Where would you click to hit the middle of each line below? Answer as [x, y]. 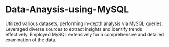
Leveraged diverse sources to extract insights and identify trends [74, 29]
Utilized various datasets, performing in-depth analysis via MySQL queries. [84, 24]
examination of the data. [31, 40]
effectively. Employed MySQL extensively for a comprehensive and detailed [85, 34]
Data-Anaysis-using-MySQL [67, 9]
